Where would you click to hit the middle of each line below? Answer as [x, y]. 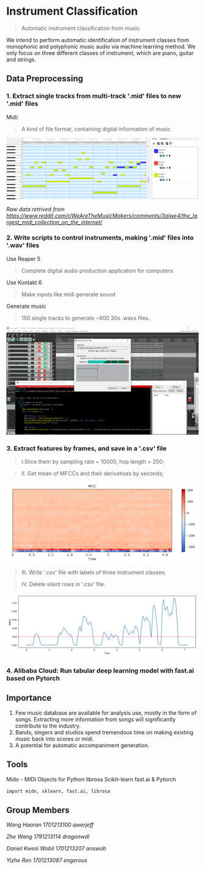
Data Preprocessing [45, 79]
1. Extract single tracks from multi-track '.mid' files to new [94, 96]
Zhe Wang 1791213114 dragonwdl [48, 837]
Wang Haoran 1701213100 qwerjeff [50, 825]
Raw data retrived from [36, 209]
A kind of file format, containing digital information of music [96, 129]
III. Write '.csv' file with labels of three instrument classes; [94, 572]
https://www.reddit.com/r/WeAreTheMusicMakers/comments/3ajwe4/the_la [102, 216]
